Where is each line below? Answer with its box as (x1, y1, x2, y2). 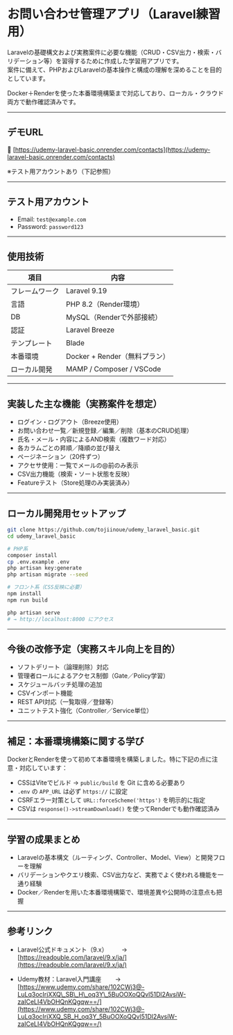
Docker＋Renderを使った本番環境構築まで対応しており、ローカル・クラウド (7, 88, 224, 97)
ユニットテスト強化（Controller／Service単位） (17, 707, 153, 715)
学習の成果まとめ (7, 833, 80, 845)
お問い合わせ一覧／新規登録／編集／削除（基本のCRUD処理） (17, 426, 193, 435)
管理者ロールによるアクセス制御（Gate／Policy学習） (17, 672, 170, 680)
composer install (7, 552, 58, 559)
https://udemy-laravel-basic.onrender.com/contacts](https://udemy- (15, 145, 211, 154)
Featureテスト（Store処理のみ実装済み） (17, 479, 134, 487)
